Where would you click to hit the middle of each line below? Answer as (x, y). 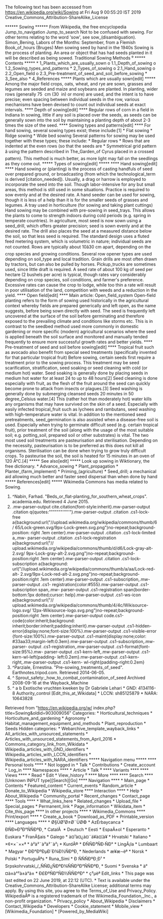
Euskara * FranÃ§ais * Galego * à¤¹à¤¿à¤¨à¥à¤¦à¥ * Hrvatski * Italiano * (78, 837)
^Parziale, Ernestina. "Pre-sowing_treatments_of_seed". (68, 667)
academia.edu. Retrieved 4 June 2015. (51, 501)
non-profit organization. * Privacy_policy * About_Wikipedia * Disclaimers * (80, 901)
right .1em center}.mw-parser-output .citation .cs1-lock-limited (93, 533)
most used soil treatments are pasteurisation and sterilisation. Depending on (81, 440)
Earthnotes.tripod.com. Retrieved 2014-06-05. (59, 673)
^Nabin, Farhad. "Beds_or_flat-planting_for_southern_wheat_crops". (80, 496)
